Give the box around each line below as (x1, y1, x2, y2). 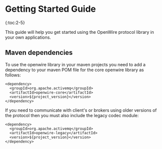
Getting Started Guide (5, 3, 96, 15)
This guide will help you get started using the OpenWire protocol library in (5, 29, 154, 35)
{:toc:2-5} (5, 20, 26, 25)
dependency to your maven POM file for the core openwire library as (5, 67, 144, 73)
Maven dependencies (5, 49, 73, 57)
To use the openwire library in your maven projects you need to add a (5, 61, 146, 67)
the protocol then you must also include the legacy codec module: (5, 112, 139, 118)
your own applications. (5, 34, 52, 40)
